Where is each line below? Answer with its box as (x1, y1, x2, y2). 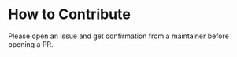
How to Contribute (8, 5, 131, 23)
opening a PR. (8, 39, 54, 48)
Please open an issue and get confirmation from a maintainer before (8, 31, 230, 41)
